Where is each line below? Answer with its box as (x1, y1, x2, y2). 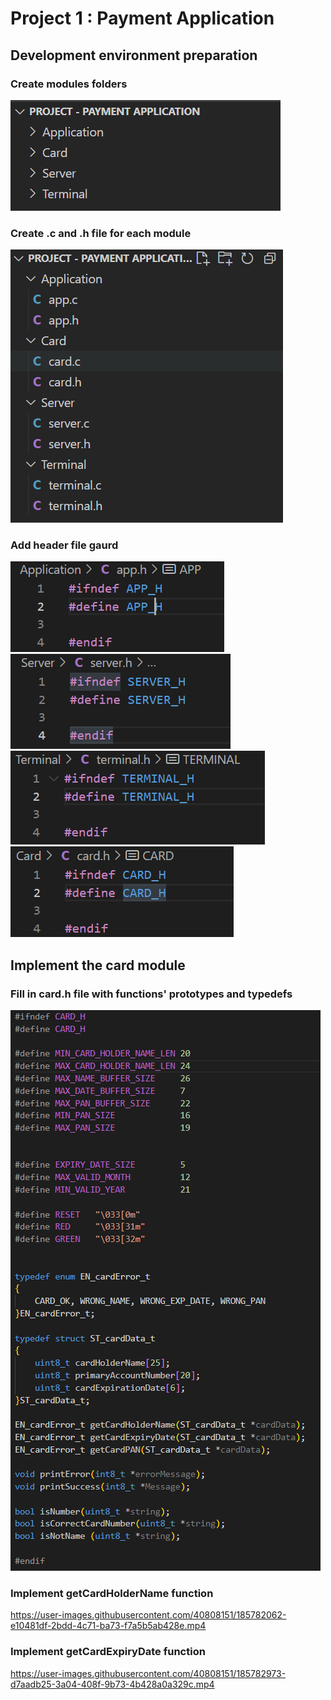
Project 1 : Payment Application (10, 7, 275, 30)
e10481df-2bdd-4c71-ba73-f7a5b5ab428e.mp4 (10, 1620, 207, 1632)
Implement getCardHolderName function (10, 1587, 214, 1601)
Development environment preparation (10, 47, 258, 64)
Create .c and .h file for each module (10, 226, 192, 240)
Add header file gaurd (10, 538, 119, 552)
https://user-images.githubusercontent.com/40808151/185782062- (10, 1609, 287, 1621)
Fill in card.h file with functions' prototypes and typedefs (10, 987, 293, 1001)
